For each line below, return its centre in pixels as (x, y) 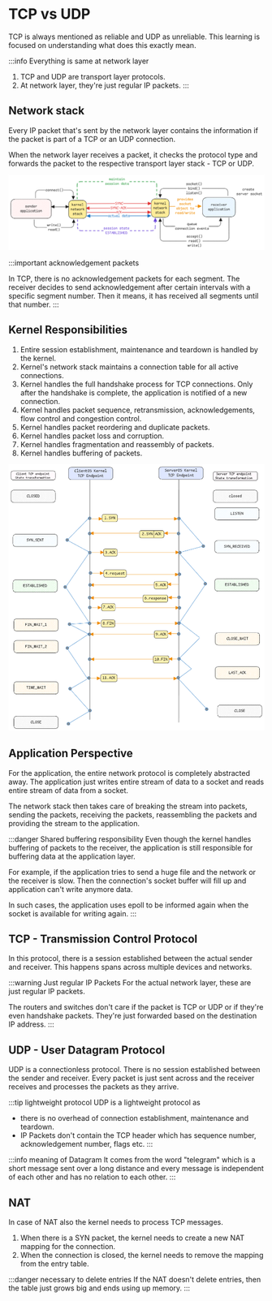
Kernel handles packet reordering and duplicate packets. (115, 427)
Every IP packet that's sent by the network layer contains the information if (133, 130)
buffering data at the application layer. (72, 856)
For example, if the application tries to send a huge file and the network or (132, 872)
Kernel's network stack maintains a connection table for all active (129, 367)
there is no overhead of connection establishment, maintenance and (134, 1118)
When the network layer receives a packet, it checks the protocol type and (133, 154)
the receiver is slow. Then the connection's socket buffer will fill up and (127, 881)
